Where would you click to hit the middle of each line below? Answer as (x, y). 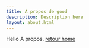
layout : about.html (30, 22)
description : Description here (45, 17)
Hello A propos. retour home (41, 39)
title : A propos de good (37, 11)
